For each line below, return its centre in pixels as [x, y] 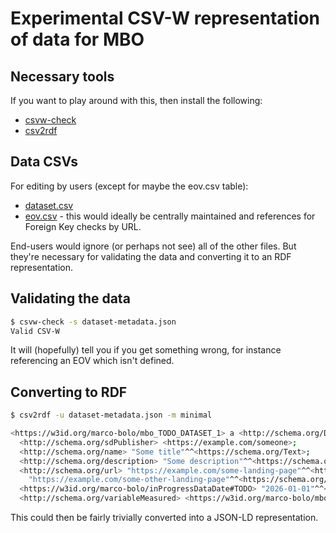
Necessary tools [62, 76]
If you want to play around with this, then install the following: [136, 100]
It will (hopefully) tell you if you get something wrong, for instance [146, 350]
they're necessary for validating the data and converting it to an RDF [151, 256]
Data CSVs [44, 162]
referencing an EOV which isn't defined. [92, 361]
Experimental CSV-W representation [165, 18]
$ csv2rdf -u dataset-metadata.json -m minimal [111, 415]
